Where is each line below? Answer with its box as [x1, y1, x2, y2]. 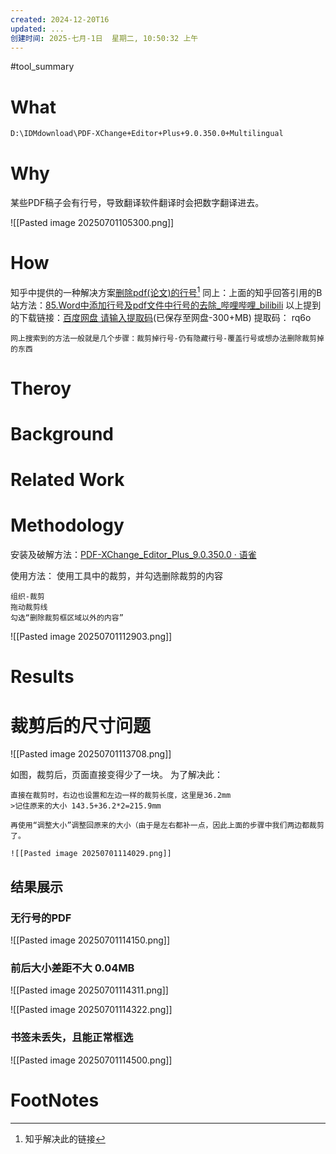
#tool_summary [10, 61, 75, 73]
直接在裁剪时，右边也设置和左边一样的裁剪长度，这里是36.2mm [10, 791, 232, 801]
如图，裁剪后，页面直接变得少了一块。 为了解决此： [10, 769, 223, 781]
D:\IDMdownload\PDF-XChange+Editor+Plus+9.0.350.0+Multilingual [10, 129, 284, 139]
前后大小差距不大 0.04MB [10, 961, 135, 975]
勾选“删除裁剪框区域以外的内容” [10, 613, 124, 623]
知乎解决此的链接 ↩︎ [24, 1132, 106, 1145]
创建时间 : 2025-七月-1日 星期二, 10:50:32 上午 [10, 33, 199, 43]
